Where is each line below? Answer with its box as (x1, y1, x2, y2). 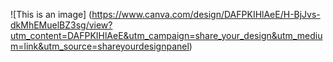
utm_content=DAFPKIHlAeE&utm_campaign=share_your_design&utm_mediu (10, 30, 323, 41)
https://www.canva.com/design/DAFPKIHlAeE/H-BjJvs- (91, 9, 321, 20)
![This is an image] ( (10, 9, 93, 20)
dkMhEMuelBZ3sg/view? (10, 19, 113, 31)
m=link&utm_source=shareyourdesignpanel (10, 40, 190, 52)
